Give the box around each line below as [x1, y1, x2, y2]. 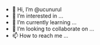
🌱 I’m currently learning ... [12, 19, 77, 26]
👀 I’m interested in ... [12, 12, 64, 19]
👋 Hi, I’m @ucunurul [12, 6, 62, 13]
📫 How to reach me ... [12, 32, 68, 39]
